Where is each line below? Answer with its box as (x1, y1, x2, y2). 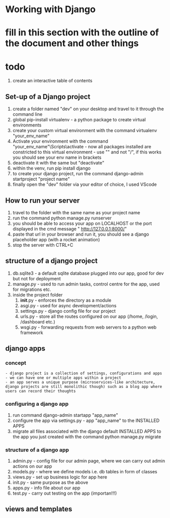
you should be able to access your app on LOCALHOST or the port (12, 220, 152, 226)
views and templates (5, 505, 73, 513)
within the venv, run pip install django (12, 165, 91, 171)
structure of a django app (5, 446, 70, 453)
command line (12, 111, 43, 117)
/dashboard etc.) (20, 318, 55, 325)
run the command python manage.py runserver (12, 215, 112, 221)
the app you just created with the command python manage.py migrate (12, 433, 161, 440)
